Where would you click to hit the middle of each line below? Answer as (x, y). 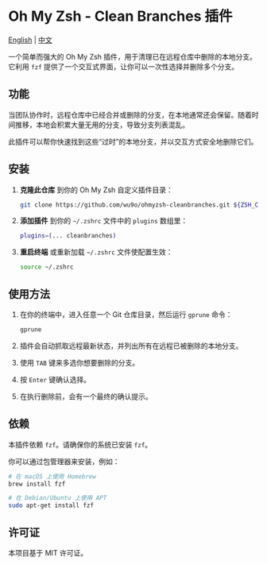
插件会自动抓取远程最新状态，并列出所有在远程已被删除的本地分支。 (131, 346)
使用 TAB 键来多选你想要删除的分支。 (79, 362)
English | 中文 (31, 40)
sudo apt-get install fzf (51, 505)
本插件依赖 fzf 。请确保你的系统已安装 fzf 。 (80, 444)
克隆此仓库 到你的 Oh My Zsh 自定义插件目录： (96, 190)
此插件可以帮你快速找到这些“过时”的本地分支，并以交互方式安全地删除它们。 (133, 141)
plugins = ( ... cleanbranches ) (68, 236)
